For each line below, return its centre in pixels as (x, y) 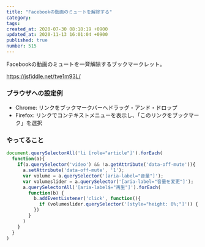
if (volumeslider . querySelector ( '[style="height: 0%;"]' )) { (119, 204)
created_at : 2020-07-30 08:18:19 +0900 (57, 29)
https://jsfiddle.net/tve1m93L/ (44, 76)
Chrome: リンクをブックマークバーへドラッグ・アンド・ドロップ (96, 108)
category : (19, 18)
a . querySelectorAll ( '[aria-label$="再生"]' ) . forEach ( (91, 187)
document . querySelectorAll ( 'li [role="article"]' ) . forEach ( (85, 153)
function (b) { (46, 193)
